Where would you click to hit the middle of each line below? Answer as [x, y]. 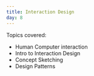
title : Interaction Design [40, 12]
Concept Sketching [39, 60]
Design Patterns [35, 66]
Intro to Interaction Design [48, 53]
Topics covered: [26, 35]
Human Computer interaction [51, 47]
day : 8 [15, 18]
